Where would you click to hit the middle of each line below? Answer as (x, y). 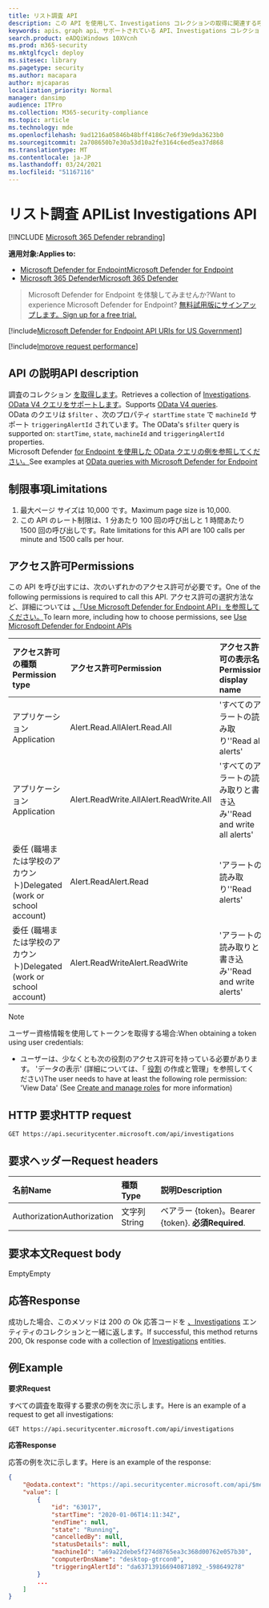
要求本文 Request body (65, 1254)
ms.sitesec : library (43, 61)
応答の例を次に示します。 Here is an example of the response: (110, 1462)
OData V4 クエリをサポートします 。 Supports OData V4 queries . (113, 404)
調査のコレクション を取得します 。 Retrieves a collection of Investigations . (130, 394)
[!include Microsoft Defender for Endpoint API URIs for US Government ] (125, 330)
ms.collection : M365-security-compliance (78, 113)
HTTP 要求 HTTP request (70, 1115)
